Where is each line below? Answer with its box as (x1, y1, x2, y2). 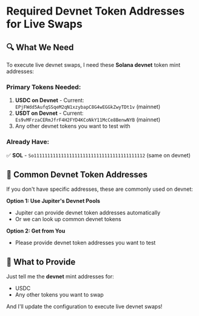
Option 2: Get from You (6, 227, 66, 235)
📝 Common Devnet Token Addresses (6, 169, 148, 180)
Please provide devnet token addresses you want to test (15, 239, 156, 247)
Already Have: (6, 138, 50, 146)
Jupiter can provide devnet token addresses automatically (15, 209, 161, 216)
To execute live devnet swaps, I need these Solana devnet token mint (6, 61, 181, 68)
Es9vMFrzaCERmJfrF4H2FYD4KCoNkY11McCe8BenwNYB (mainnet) (15, 116, 161, 123)
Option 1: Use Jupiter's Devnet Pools (6, 197, 101, 205)
